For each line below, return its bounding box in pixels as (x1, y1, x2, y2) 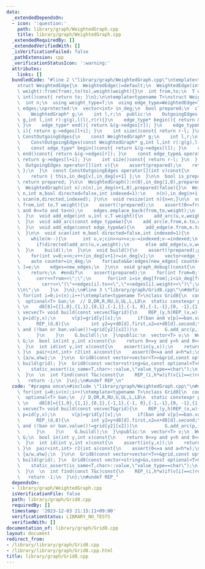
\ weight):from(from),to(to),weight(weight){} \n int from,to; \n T (17, 88, 195, 95)
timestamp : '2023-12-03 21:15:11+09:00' (12, 507, 116, 514)
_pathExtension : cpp (12, 54, 64, 60)
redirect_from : (6, 536, 45, 543)
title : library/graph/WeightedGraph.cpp (17, 32, 121, 38)
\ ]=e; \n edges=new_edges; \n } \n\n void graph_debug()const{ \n (17, 264, 195, 270)
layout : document (6, 531, 51, 537)
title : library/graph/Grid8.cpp (6, 553, 88, 559)
